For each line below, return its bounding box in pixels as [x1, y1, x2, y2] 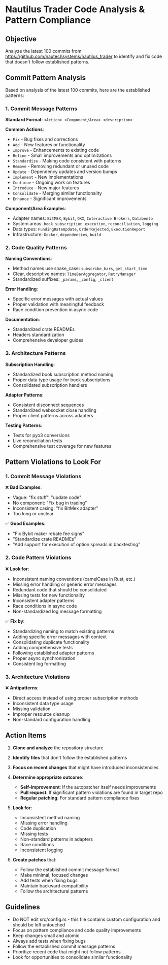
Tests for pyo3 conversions [12, 432, 70, 438]
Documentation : [5, 316, 41, 323]
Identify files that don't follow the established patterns [12, 754, 127, 760]
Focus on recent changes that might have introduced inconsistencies [12, 764, 159, 770]
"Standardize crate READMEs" [12, 536, 76, 542]
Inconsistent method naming [20, 814, 80, 820]
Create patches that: [12, 856, 57, 862]
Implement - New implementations [12, 174, 84, 180]
